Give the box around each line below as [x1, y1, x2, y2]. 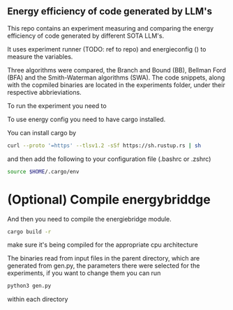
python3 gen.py [7, 282, 52, 290]
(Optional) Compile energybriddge [7, 192, 211, 208]
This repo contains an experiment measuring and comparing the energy [7, 24, 214, 32]
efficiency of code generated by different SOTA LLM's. [7, 31, 165, 40]
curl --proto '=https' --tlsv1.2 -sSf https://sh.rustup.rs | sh [7, 142, 201, 149]
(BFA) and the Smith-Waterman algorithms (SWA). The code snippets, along [7, 73, 225, 82]
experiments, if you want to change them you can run [7, 269, 161, 277]
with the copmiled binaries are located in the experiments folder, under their [7, 80, 225, 89]
